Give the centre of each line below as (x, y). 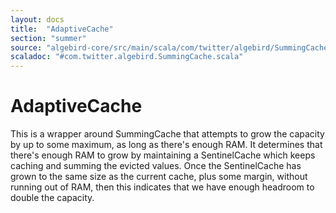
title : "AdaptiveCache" (62, 29)
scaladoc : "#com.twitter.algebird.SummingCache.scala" (127, 57)
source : (26, 47)
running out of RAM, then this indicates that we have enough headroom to (162, 187)
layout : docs (37, 19)
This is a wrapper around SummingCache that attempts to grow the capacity (167, 134)
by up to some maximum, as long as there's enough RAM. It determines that (166, 145)
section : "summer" (48, 38)
